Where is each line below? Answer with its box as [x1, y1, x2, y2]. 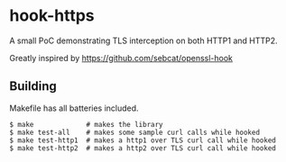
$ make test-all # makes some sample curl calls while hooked [9, 128, 260, 137]
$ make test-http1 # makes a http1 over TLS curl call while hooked [9, 136, 277, 145]
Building [9, 78, 57, 94]
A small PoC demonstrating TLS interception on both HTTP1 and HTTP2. [9, 35, 278, 46]
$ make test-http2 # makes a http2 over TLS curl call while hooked [9, 143, 277, 153]
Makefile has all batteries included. [9, 103, 139, 113]
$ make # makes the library [9, 120, 164, 129]
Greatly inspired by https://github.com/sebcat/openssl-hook [9, 52, 233, 63]
